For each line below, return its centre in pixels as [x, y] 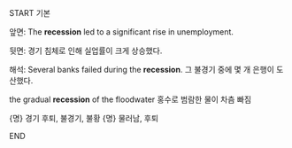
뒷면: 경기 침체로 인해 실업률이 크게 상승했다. [86, 51]
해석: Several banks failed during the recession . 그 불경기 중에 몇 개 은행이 [142, 70]
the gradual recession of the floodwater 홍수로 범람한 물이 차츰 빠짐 [131, 99]
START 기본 [30, 13]
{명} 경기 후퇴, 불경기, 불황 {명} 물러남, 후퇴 [84, 118]
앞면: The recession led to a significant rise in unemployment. [122, 32]
